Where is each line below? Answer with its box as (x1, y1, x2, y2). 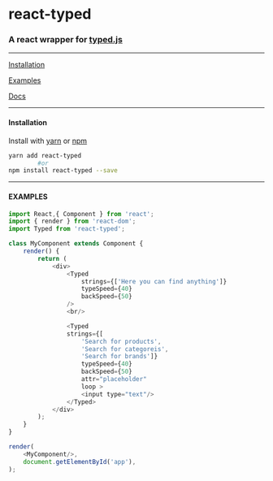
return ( (37, 254, 67, 262)
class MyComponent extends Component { (8, 240, 144, 248)
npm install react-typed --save (8, 167, 118, 175)
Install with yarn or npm (8, 136, 88, 145)
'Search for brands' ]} (80, 353, 158, 361)
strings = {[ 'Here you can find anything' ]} (80, 277, 227, 285)
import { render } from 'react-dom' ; (8, 217, 136, 226)
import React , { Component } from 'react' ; (8, 210, 154, 218)
